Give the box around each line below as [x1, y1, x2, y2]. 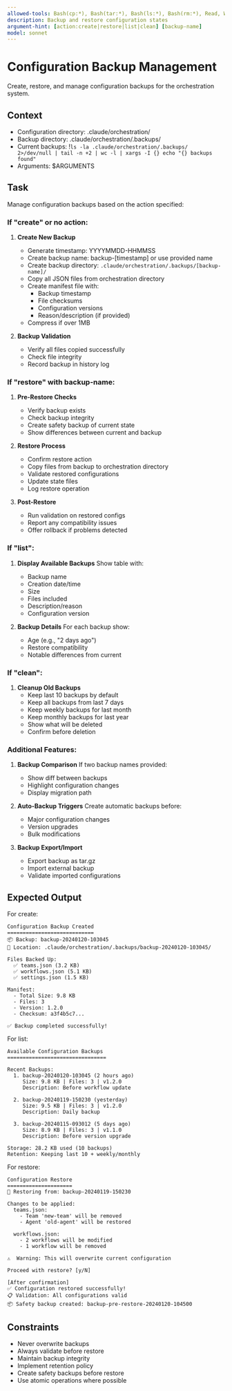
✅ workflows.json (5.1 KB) [13, 968, 93, 975]
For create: [7, 910, 39, 918]
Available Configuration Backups [7, 1048, 104, 1055]
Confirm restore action [27, 455, 92, 464]
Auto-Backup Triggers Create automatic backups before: [17, 802, 182, 811]
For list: [7, 1034, 29, 1043]
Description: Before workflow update [22, 1084, 131, 1092]
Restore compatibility [27, 643, 88, 652]
